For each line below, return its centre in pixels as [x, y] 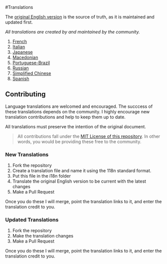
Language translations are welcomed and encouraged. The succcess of [79, 106]
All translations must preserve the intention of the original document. [76, 126]
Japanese [23, 52]
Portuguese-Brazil [31, 63]
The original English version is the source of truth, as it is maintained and [80, 17]
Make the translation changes [43, 236]
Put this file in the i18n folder [42, 176]
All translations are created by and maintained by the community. [73, 32]
